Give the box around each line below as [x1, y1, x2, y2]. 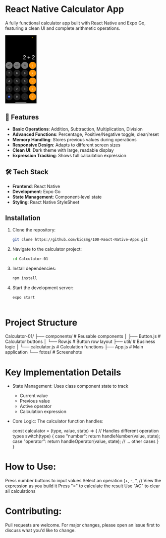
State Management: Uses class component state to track [12, 383, 129, 389]
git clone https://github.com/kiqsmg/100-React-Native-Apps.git [12, 237, 148, 242]
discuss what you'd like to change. [5, 528, 76, 534]
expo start [12, 295, 35, 300]
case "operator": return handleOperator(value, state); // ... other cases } [12, 438, 159, 444]
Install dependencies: [12, 265, 56, 271]
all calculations [5, 488, 36, 494]
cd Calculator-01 [12, 256, 49, 261]
